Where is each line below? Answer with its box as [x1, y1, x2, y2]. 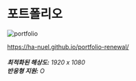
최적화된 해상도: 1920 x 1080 [7, 58, 86, 66]
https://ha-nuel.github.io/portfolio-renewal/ [7, 43, 129, 51]
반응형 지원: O [7, 67, 45, 75]
